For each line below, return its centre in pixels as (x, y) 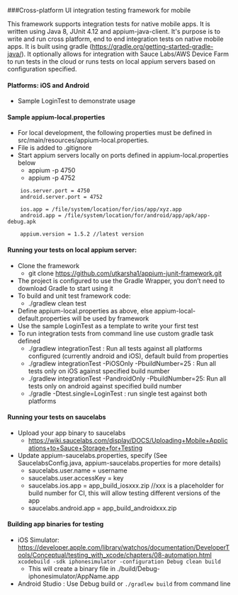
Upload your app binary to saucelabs (72, 433)
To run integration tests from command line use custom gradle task (115, 333)
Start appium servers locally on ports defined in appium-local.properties (123, 156)
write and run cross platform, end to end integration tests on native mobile (115, 39)
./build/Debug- (138, 569)
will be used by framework (110, 318)
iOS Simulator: (39, 540)
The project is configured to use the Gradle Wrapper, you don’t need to (121, 281)
